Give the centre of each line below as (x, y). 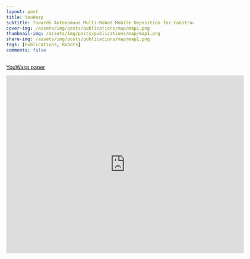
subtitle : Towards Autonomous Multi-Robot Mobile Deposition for (88, 23)
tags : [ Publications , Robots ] (44, 45)
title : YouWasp (25, 17)
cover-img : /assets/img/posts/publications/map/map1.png (78, 28)
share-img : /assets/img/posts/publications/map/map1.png (78, 39)
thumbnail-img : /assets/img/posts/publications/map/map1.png (83, 34)
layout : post (22, 12)
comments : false (26, 50)
